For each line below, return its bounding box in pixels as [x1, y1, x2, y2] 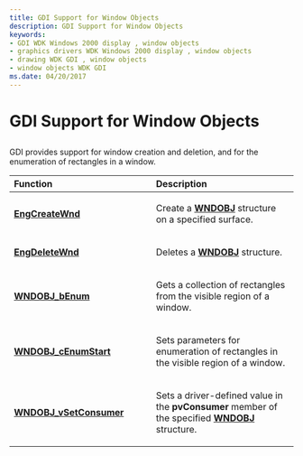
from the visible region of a [156, 290, 271, 302]
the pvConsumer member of [156, 401, 278, 414]
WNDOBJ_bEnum [14, 290, 90, 302]
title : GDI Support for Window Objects [9, 13, 160, 23]
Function [14, 178, 53, 191]
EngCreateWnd [14, 208, 81, 220]
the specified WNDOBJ [156, 412, 255, 424]
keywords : [9, 30, 47, 39]
